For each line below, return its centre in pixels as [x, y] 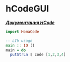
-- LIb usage [19, 40]
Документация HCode [30, 22]
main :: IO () [20, 45]
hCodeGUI [27, 9]
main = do [16, 50]
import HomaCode [22, 31]
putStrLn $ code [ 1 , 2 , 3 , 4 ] [38, 55]
